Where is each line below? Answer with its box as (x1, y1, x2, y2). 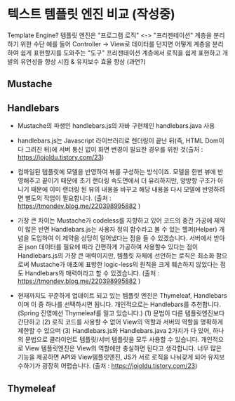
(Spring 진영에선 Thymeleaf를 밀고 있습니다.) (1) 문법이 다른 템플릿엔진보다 (17, 309, 225, 317)
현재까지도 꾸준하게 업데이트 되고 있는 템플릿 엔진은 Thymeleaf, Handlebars (17, 291, 227, 300)
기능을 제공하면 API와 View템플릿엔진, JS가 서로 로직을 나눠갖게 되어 (17, 353, 207, 362)
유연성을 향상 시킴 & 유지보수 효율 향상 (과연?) (20, 57, 146, 65)
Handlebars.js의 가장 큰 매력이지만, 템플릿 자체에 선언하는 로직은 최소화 (17, 251, 215, 260)
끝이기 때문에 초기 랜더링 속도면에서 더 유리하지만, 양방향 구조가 (41, 176, 216, 185)
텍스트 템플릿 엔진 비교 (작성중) (7, 6, 175, 22)
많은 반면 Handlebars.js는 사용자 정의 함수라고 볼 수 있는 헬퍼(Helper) (25, 225, 217, 234)
